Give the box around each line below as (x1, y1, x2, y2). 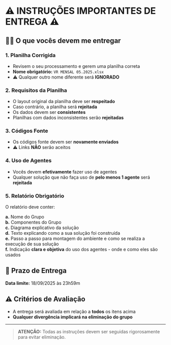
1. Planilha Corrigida (5, 52, 56, 59)
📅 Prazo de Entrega (5, 266, 67, 275)
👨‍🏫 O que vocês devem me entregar (5, 36, 121, 45)
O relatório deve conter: (5, 204, 55, 210)
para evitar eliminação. (17, 334, 66, 340)
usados (5, 252, 21, 258)
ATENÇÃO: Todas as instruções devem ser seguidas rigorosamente (17, 328, 160, 334)
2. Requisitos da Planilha (5, 87, 67, 94)
